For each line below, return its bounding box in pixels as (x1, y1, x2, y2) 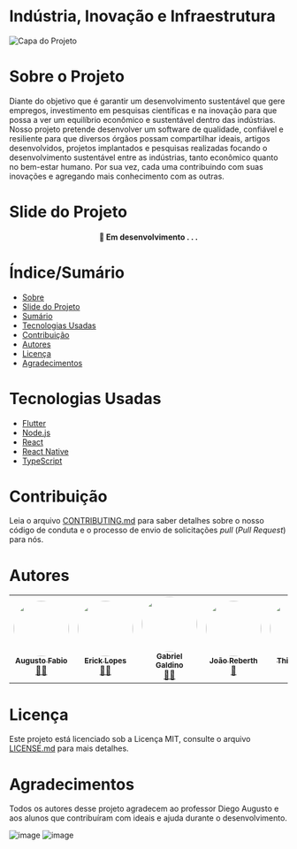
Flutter (21, 417, 47, 428)
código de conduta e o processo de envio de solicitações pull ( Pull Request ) (9, 524, 286, 536)
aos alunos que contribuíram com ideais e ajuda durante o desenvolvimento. (9, 813, 287, 823)
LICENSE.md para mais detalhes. (9, 743, 130, 753)
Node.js (21, 427, 51, 438)
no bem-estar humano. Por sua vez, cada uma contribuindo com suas (9, 161, 263, 172)
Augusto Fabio (14, 656, 68, 666)
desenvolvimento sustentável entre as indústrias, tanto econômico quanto (9, 152, 278, 163)
